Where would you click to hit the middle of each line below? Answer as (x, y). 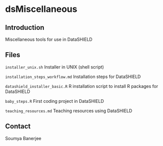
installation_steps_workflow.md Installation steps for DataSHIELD (73, 76)
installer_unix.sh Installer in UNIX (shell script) (55, 67)
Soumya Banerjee (23, 138)
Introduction (25, 28)
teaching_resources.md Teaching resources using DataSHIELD (69, 111)
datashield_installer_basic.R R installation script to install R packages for (82, 86)
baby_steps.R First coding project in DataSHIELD (55, 101)
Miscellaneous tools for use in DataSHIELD (49, 39)
